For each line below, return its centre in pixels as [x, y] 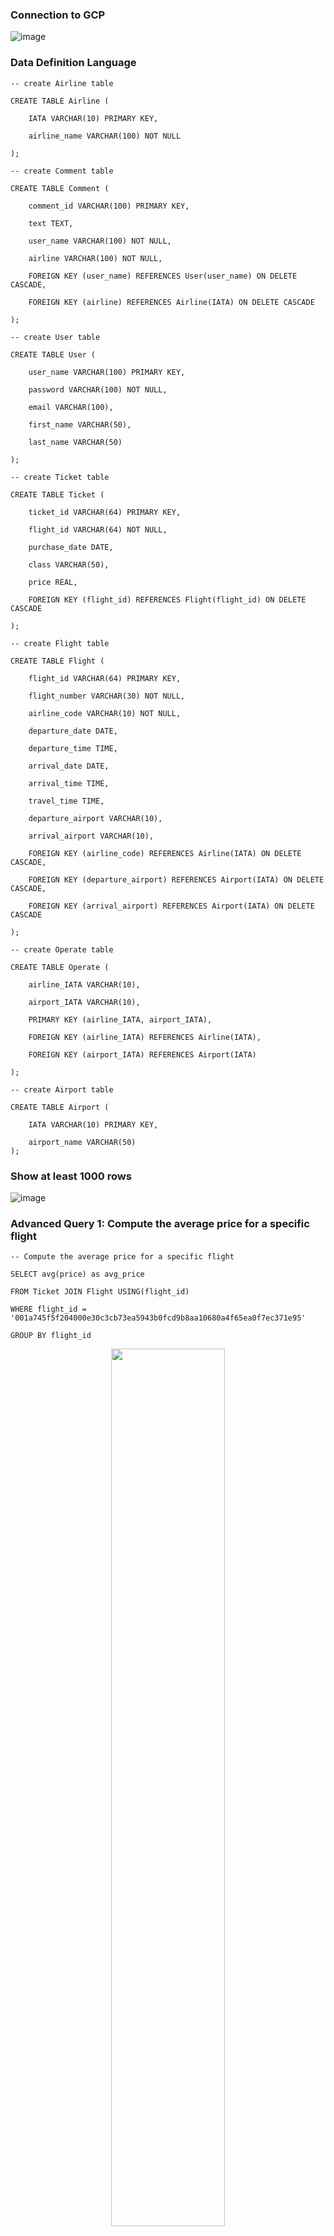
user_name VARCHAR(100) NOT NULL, [100, 241]
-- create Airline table [62, 83]
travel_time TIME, [66, 801]
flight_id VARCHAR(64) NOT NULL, [98, 529]
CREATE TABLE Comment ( [60, 188]
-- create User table [55, 337]
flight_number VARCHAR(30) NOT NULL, [107, 696]
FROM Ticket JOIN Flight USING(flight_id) [100, 1292]
